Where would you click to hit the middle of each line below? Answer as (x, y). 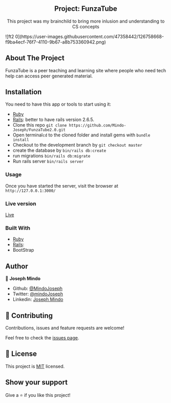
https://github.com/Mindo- (97, 126)
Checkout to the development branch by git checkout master (77, 145)
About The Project (35, 58)
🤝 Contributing (29, 316)
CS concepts (86, 26)
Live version (21, 204)
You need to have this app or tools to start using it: (58, 104)
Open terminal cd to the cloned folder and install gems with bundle (81, 135)
